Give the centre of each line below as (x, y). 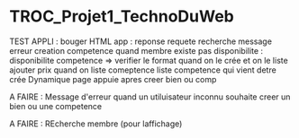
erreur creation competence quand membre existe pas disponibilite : (136, 50)
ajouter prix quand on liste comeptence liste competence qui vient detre (143, 70)
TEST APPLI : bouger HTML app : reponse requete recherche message (141, 41)
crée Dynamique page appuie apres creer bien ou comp (113, 79)
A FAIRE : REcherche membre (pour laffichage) (96, 124)
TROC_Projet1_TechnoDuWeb (122, 17)
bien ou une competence (56, 106)
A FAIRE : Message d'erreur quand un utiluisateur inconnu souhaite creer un (150, 97)
